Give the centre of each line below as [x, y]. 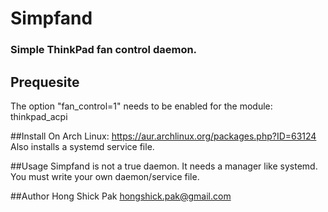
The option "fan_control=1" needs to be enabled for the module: [141, 106]
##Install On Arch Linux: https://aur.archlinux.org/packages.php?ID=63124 [163, 136]
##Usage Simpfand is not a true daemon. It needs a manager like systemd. [164, 166]
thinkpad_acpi [39, 116]
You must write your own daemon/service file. [105, 176]
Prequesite [45, 82]
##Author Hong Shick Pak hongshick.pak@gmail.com [121, 196]
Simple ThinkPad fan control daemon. [104, 50]
